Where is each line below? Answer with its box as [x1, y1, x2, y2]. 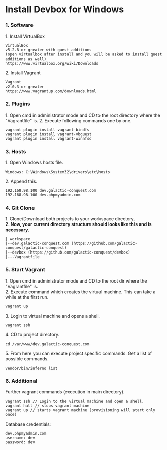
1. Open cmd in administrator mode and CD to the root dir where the [5, 277, 147, 284]
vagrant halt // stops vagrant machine [5, 403, 90, 408]
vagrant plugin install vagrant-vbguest [5, 131, 92, 137]
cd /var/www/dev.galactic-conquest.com [5, 341, 90, 347]
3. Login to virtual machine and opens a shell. [5, 313, 101, 319]
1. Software [5, 22, 34, 29]
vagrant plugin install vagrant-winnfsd [5, 136, 92, 141]
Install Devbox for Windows [5, 4, 124, 15]
